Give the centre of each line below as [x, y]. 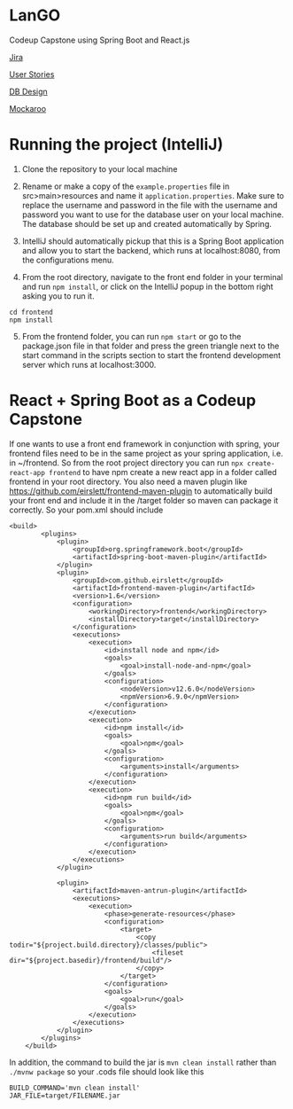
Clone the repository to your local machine [100, 168]
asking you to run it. [58, 296]
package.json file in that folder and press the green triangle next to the [150, 346]
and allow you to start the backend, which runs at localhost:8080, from [151, 250]
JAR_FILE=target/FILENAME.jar [65, 1096]
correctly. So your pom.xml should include [86, 510]
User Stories [32, 74]
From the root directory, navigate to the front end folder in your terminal [152, 277]
